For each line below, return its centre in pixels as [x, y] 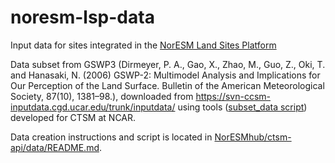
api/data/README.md [55, 147]
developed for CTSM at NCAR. [73, 117]
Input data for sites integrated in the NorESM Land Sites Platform [143, 45]
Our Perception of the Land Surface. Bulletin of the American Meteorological [167, 85]
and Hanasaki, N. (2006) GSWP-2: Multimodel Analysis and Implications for [165, 75]
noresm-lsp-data [82, 17]
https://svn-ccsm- [233, 96]
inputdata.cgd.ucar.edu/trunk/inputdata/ [93, 107]
